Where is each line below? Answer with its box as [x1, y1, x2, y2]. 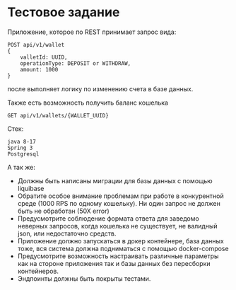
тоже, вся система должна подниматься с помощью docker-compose [17, 244, 229, 253]
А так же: [7, 163, 35, 171]
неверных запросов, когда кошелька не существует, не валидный [17, 221, 218, 230]
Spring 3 [7, 144, 33, 151]
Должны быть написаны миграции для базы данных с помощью [17, 176, 213, 185]
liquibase [17, 184, 45, 192]
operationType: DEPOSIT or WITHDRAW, [20, 59, 131, 67]
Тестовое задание [7, 4, 120, 21]
